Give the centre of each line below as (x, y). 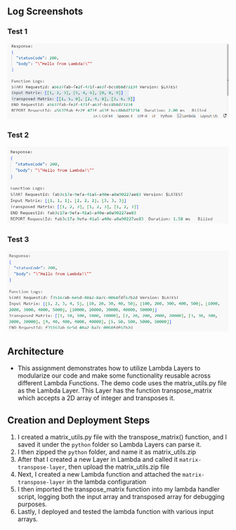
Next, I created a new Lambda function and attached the (99, 474)
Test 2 (18, 135)
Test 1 (18, 32)
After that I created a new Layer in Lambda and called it (97, 459)
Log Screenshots (45, 12)
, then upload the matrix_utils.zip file (117, 467)
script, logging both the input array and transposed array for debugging (121, 496)
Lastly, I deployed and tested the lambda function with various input (116, 511)
